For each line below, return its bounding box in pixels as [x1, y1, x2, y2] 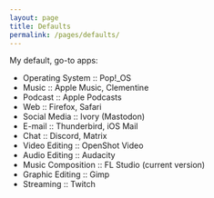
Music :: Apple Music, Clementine [22, 83, 149, 94]
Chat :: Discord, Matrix [22, 131, 107, 142]
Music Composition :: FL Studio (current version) [22, 160, 206, 171]
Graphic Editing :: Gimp [22, 169, 110, 180]
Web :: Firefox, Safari [22, 102, 102, 113]
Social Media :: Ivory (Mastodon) [22, 111, 146, 123]
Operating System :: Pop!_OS [22, 73, 132, 84]
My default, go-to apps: [9, 55, 98, 66]
